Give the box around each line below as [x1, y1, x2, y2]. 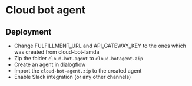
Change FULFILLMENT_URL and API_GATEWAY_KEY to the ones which [14, 42, 186, 49]
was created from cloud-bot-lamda [14, 49, 100, 56]
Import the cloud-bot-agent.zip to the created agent [14, 67, 142, 74]
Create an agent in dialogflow [14, 61, 86, 68]
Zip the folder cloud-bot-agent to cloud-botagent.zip [14, 55, 143, 61]
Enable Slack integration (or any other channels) [14, 74, 131, 80]
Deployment [5, 27, 52, 37]
